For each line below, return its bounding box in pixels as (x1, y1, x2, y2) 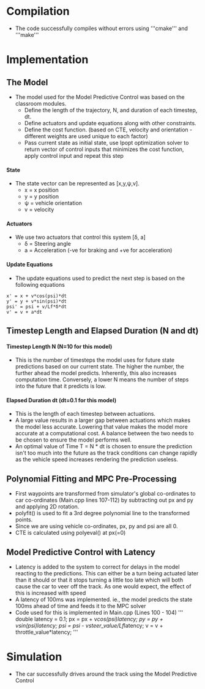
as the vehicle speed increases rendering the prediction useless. (15, 456, 179, 463)
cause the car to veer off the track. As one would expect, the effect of (15, 582, 192, 590)
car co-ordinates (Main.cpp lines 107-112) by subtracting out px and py (15, 496, 194, 504)
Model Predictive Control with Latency (6, 547, 156, 557)
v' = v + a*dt (6, 309, 43, 315)
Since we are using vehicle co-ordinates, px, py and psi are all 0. (15, 523, 178, 530)
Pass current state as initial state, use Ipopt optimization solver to (24, 139, 189, 146)
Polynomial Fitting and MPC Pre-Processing (6, 473, 177, 484)
